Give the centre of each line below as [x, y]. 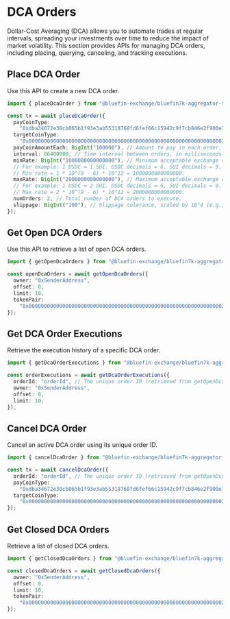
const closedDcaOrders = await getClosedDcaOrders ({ [84, 571]
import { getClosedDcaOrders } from [59, 559]
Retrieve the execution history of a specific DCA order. [84, 350]
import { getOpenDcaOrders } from [56, 262]
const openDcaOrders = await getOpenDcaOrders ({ [78, 274]
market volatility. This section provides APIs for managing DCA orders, [106, 45]
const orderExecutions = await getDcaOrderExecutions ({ [88, 375]
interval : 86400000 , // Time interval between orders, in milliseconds [118, 154]
